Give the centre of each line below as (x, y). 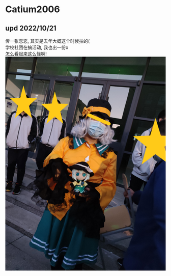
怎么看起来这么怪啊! (26, 54)
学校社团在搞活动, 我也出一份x (37, 47)
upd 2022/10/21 (31, 28)
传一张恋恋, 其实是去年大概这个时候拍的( (48, 41)
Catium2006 (33, 9)
